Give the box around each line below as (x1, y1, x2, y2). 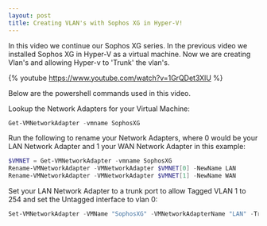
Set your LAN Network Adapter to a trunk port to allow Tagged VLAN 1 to (8, 186, 246, 195)
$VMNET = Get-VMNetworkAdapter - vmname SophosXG (8, 157, 172, 165)
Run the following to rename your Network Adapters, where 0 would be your (8, 133, 258, 143)
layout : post (8, 11, 52, 20)
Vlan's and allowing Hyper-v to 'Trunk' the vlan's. (8, 57, 170, 67)
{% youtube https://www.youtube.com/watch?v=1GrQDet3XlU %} (8, 73, 224, 82)
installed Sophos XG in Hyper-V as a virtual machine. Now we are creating (8, 49, 251, 59)
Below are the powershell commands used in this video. (8, 88, 191, 98)
